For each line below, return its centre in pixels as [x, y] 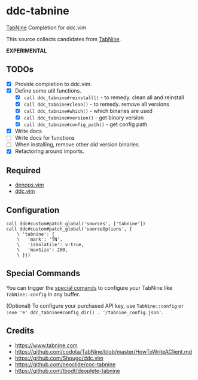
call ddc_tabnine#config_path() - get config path [86, 124]
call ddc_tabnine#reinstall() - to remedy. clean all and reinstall [104, 97]
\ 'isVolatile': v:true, [51, 245]
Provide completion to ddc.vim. [53, 84]
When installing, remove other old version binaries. [77, 145]
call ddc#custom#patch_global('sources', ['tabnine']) [76, 224]
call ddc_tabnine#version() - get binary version [84, 118]
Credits [20, 331]
